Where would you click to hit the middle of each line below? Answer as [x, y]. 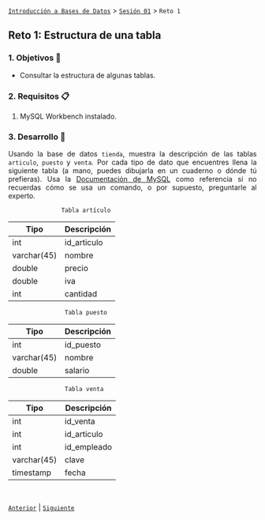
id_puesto [82, 345]
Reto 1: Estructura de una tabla [85, 35]
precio [77, 269]
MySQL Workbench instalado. [68, 116]
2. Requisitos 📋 [39, 96]
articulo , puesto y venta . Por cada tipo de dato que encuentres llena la [132, 162]
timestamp [32, 473]
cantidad [80, 294]
